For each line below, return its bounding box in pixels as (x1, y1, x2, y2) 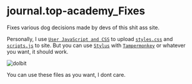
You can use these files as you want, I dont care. (7, 71, 126, 78)
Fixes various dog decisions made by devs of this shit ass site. (7, 24, 160, 31)
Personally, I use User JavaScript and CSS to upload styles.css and (7, 35, 173, 42)
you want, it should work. (7, 48, 69, 55)
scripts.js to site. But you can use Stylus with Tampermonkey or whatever (7, 42, 186, 49)
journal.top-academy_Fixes (7, 4, 145, 18)
